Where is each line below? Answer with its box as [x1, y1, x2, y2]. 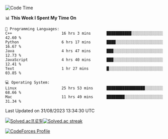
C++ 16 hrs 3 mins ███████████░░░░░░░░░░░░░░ [5, 31, 163, 36]
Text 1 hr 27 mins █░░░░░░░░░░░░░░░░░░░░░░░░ [5, 66, 163, 71]
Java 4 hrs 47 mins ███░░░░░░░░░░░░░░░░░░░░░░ [5, 48, 163, 53]
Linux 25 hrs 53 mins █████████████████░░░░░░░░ [5, 86, 163, 91]
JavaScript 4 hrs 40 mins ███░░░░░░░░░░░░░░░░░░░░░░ [5, 57, 163, 62]
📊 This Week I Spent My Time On [5, 15, 76, 21]
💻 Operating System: [5, 80, 50, 85]
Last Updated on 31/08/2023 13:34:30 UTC [5, 108, 95, 113]
